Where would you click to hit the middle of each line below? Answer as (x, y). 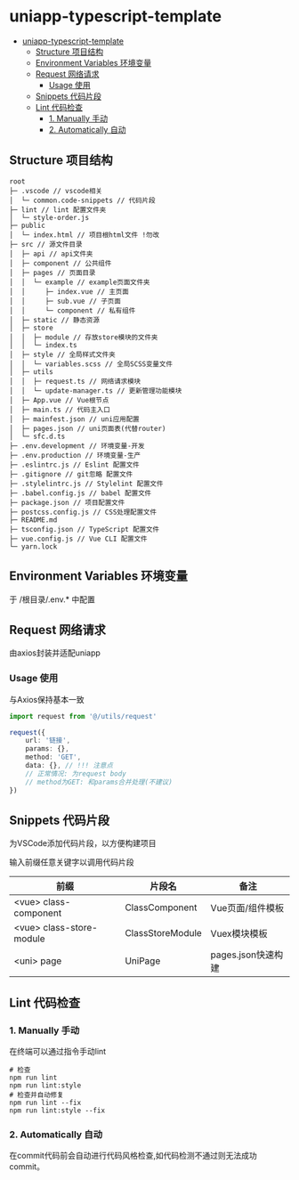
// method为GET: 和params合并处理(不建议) (99, 782)
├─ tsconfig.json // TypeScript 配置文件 (85, 529)
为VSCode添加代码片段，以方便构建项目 (83, 843)
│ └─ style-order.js (49, 217)
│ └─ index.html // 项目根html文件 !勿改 (85, 235)
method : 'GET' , (53, 757)
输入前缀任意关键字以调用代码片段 (72, 862)
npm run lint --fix (45, 1103)
